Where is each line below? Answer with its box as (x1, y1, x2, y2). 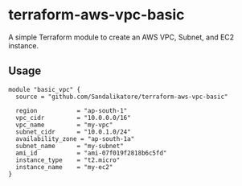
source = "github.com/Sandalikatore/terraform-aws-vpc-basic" (15, 93, 228, 101)
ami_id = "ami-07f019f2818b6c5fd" (15, 149, 167, 157)
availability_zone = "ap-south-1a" (15, 134, 135, 143)
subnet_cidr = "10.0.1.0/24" (15, 127, 131, 136)
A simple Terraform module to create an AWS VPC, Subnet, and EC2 (8, 32, 235, 42)
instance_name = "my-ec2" (15, 163, 113, 171)
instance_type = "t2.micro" (15, 155, 121, 164)
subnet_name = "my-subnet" (15, 142, 125, 150)
